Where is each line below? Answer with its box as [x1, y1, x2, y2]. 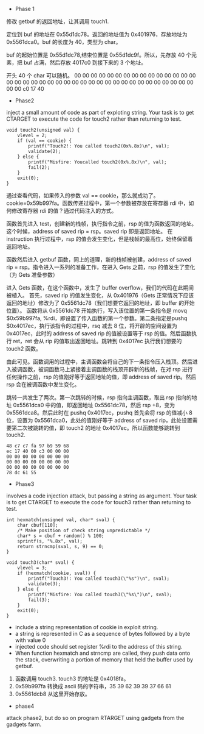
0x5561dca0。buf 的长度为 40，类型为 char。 [6, 38, 121, 45]
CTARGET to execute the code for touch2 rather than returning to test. [6, 115, 182, 123]
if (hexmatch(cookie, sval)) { [17, 570, 97, 576]
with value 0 [15, 636, 46, 644]
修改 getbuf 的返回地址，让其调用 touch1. [6, 18, 109, 25]
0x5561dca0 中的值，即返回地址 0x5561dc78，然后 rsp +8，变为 [13, 402, 175, 408]
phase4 [15, 702, 35, 710]
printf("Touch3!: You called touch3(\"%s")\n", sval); [28, 575, 170, 582]
